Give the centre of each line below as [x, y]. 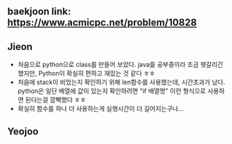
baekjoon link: [39, 12]
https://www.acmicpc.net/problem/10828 [102, 23]
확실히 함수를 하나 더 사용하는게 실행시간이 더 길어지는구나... [100, 109]
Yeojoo [23, 131]
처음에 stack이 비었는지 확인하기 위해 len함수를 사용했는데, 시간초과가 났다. [121, 82]
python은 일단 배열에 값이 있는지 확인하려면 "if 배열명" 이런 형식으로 [112, 91]
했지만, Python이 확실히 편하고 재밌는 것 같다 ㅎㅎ [86, 73]
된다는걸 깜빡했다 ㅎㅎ [56, 100]
